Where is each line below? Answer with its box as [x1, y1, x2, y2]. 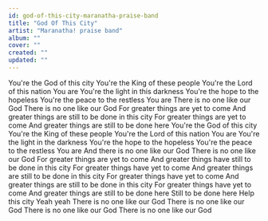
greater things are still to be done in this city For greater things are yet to [8, 112, 246, 121]
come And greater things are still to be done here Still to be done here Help [8, 188, 255, 198]
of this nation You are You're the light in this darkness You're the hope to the [8, 86, 259, 96]
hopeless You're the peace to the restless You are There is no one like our [8, 95, 251, 105]
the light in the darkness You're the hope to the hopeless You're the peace [8, 137, 253, 147]
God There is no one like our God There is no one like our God [8, 205, 212, 215]
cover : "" [8, 41, 41, 49]
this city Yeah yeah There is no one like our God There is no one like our [8, 196, 245, 206]
